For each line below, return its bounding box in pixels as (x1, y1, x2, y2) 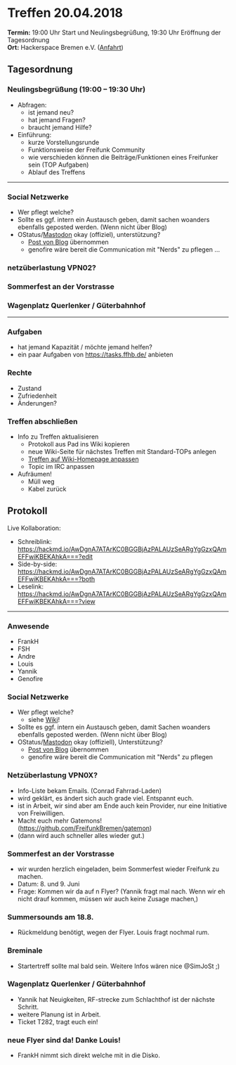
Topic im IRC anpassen (27, 462, 95, 470)
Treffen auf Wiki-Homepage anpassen (27, 455, 139, 463)
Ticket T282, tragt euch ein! (17, 1017, 98, 1026)
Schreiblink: (17, 537, 52, 546)
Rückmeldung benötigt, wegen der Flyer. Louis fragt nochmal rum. (17, 928, 209, 936)
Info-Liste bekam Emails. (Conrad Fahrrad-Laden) (17, 786, 162, 795)
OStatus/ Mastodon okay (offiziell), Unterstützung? (17, 738, 163, 747)
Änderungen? (17, 399, 58, 407)
